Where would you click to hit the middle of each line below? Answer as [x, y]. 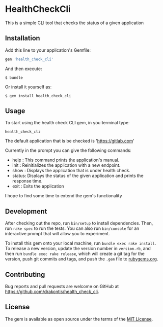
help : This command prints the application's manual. [66, 160]
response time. [27, 181]
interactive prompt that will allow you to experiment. [57, 234]
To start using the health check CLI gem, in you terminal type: [68, 123]
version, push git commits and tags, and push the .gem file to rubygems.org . [82, 259]
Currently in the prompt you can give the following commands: [68, 150]
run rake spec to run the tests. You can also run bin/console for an [72, 228]
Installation [23, 38]
